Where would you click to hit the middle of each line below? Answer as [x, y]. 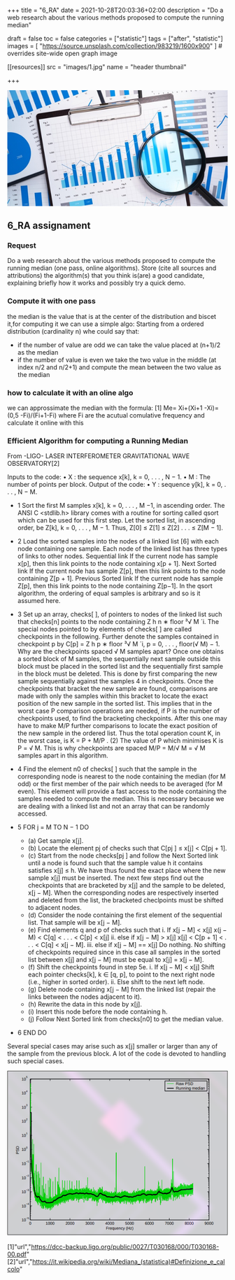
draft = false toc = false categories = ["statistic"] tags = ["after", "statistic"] [115, 38]
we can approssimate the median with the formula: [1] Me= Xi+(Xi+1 [105, 408]
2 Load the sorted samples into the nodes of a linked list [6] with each [118, 541]
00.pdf [17, 1254]
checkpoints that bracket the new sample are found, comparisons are [117, 689]
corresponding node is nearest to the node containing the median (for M [121, 776]
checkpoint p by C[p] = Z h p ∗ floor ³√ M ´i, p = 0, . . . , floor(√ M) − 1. [119, 644]
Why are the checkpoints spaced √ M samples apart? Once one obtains [120, 652]
